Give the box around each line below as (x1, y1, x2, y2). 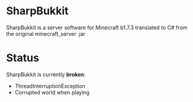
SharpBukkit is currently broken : (6, 70, 86, 78)
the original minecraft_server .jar (6, 30, 86, 37)
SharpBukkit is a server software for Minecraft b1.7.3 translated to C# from (6, 24, 188, 31)
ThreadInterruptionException (14, 82, 86, 89)
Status (6, 51, 40, 65)
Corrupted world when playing (14, 88, 90, 96)
